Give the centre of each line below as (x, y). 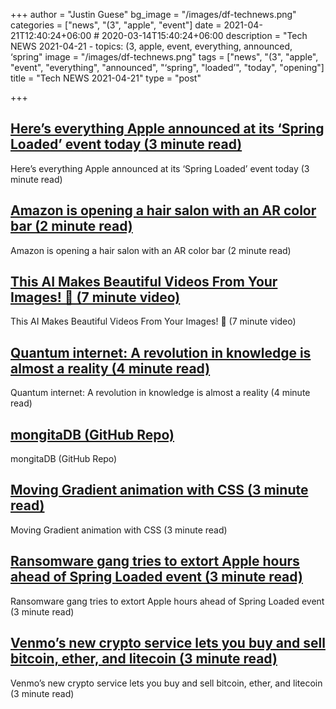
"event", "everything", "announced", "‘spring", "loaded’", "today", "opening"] (167, 67)
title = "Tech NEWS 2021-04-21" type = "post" (106, 78)
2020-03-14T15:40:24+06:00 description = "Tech (204, 35)
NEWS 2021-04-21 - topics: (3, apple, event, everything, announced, (151, 46)
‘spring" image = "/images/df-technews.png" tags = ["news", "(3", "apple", (164, 57)
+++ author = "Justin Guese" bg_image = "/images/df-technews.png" (153, 14)
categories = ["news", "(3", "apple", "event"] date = (116, 25)
